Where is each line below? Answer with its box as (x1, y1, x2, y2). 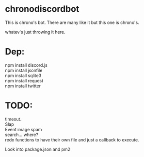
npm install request (5, 78, 44, 83)
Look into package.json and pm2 (5, 146, 71, 152)
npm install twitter (5, 83, 41, 89)
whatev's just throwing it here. (5, 29, 65, 35)
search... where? (5, 132, 39, 137)
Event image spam (5, 126, 42, 132)
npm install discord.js (5, 62, 48, 68)
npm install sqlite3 (5, 72, 42, 78)
